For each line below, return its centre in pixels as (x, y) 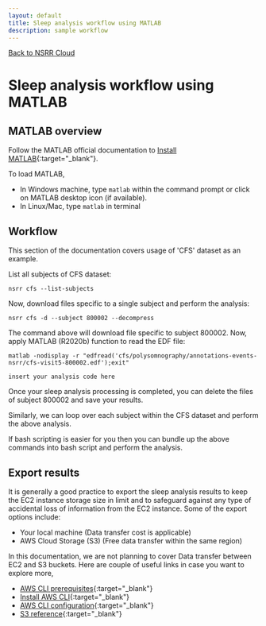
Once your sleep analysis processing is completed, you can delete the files (131, 392)
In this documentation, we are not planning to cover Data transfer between (130, 556)
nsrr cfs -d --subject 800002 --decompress (81, 319)
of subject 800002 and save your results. (76, 400)
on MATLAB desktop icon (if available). (83, 198)
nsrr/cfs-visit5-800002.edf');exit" (69, 363)
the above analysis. (40, 424)
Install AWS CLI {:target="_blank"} (74, 597)
